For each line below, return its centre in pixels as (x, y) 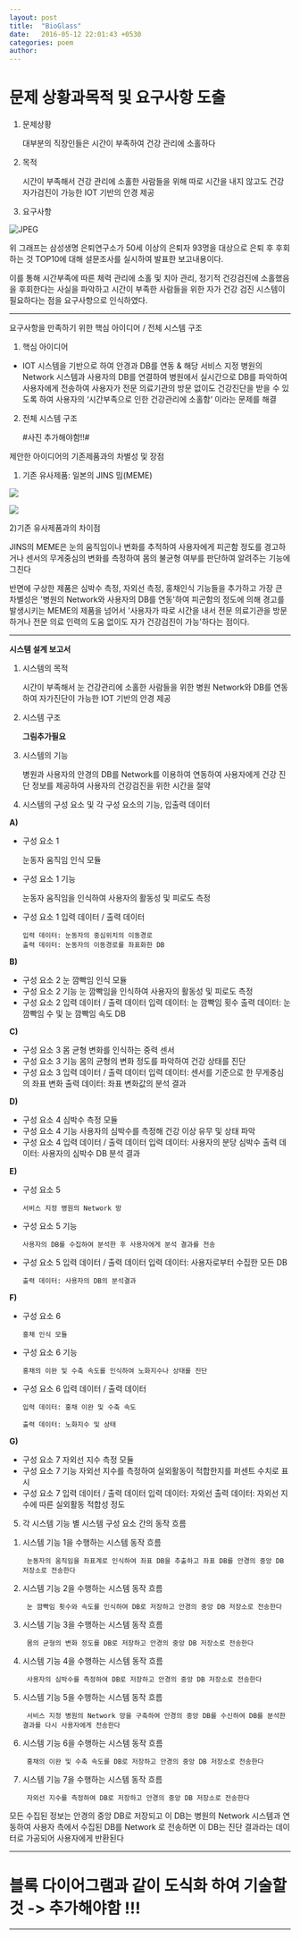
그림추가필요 (44, 737)
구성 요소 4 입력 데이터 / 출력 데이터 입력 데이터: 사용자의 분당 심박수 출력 (150, 1142)
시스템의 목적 (45, 668)
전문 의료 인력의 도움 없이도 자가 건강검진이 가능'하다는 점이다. (141, 622)
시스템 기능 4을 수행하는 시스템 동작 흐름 (92, 1661)
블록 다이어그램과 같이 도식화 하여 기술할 (148, 1886)
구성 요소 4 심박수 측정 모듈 (70, 1120)
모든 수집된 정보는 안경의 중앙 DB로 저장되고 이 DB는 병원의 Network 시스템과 (145, 1816)
